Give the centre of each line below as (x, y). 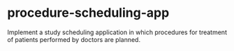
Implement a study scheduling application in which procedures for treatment (117, 32)
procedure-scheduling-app (88, 13)
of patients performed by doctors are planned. (74, 39)
